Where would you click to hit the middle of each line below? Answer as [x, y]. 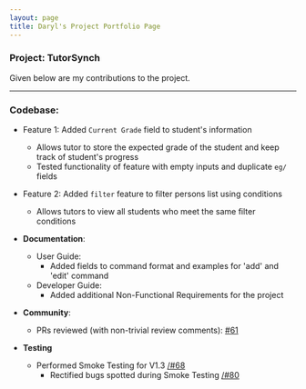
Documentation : [54, 239]
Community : [46, 313]
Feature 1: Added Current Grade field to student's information [137, 130]
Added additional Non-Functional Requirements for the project [167, 295]
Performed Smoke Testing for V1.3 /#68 [111, 365]
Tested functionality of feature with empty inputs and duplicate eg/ [161, 167]
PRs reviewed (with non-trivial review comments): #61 [137, 330]
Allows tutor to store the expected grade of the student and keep [158, 147]
